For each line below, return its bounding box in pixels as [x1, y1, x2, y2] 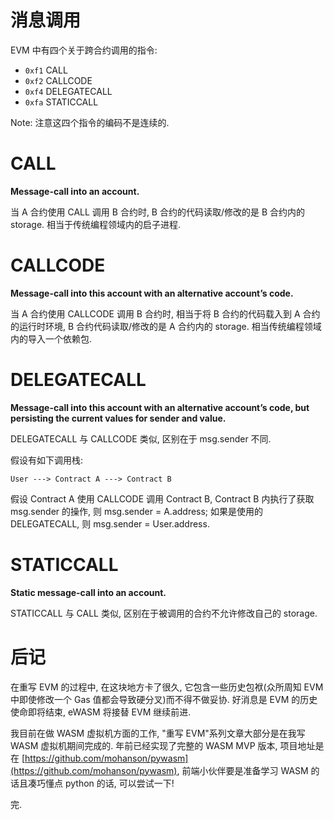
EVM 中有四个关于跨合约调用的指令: [10, 44, 158, 56]
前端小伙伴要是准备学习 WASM [181, 764, 309, 776]
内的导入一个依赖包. [10, 332, 93, 345]
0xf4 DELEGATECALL [24, 85, 113, 97]
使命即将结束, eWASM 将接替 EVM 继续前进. [10, 706, 192, 718]
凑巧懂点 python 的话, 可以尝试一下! [27, 777, 175, 789]
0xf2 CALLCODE [24, 74, 93, 86]
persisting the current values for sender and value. [10, 412, 227, 424]
